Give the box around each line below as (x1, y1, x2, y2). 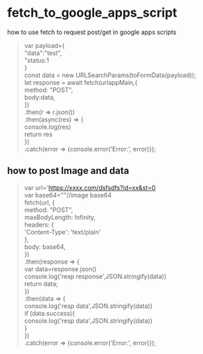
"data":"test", (24, 49, 62, 57)
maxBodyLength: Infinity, (24, 213, 96, 221)
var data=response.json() (24, 264, 97, 273)
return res (24, 130, 53, 138)
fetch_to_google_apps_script (7, 5, 177, 21)
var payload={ (24, 41, 65, 49)
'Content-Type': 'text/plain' (24, 227, 101, 236)
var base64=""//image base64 (24, 191, 112, 199)
